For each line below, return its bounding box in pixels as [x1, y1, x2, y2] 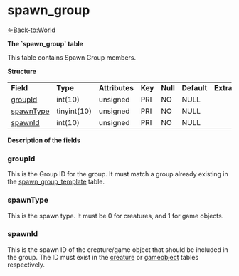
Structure [7, 67, 37, 75]
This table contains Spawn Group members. [7, 53, 137, 62]
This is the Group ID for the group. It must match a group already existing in [7, 170, 229, 179]
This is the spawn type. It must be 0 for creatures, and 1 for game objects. [7, 211, 224, 220]
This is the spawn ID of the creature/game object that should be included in [7, 245, 229, 254]
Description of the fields [7, 136, 80, 144]
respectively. [7, 260, 45, 269]
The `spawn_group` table [7, 39, 84, 48]
